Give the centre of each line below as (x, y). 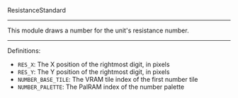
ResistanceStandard (36, 10)
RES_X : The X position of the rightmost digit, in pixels (93, 64)
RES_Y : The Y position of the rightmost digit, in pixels (93, 72)
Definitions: (24, 51)
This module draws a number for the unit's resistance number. (98, 30)
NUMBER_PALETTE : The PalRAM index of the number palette (101, 87)
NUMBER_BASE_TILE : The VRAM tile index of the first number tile (108, 79)
